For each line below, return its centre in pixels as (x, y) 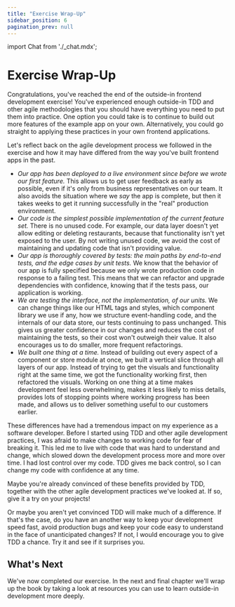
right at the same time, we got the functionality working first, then (112, 375)
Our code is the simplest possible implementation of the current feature (121, 219)
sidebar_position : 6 (38, 20)
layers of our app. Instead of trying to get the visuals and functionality (118, 367)
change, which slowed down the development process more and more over (116, 456)
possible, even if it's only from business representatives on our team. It (120, 189)
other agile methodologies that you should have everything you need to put (116, 109)
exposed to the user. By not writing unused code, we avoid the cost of (119, 241)
